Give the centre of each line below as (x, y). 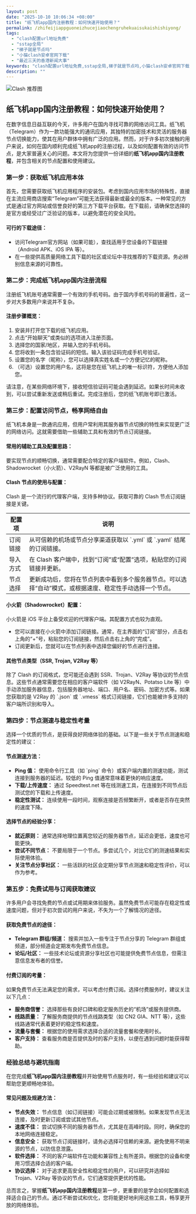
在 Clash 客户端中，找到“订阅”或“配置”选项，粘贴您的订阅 (108, 559)
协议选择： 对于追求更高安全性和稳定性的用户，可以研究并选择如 (92, 1171)
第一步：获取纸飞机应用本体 (45, 177)
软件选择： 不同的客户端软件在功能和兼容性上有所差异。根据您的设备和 (99, 1156)
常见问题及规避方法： (32, 1098)
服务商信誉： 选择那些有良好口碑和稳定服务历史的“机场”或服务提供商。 (99, 1009)
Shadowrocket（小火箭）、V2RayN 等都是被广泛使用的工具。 (79, 468)
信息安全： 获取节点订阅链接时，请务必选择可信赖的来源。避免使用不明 (99, 1141)
